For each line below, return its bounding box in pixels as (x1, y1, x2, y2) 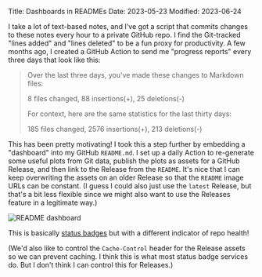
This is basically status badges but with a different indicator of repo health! (8, 228, 249, 238)
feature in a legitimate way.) (8, 198, 98, 207)
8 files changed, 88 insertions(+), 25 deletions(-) (27, 94, 185, 103)
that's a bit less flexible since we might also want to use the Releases (8, 190, 231, 199)
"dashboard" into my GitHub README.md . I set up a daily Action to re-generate (8, 148, 254, 157)
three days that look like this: (8, 55, 101, 64)
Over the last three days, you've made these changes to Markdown (27, 71, 244, 79)
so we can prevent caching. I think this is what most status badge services (8, 252, 249, 261)
